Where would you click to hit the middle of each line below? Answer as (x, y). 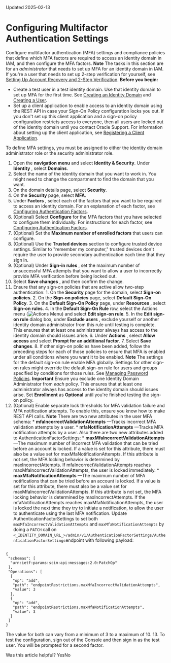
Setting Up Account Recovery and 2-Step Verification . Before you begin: (82, 79)
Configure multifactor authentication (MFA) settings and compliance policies (85, 52)
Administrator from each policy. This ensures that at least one (78, 384)
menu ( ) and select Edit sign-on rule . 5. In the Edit (83, 313)
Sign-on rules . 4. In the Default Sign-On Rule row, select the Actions (85, 308)
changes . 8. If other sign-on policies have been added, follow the (81, 346)
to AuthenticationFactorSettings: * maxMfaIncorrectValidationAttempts (89, 438)
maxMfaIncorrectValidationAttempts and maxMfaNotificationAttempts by (89, 524)
